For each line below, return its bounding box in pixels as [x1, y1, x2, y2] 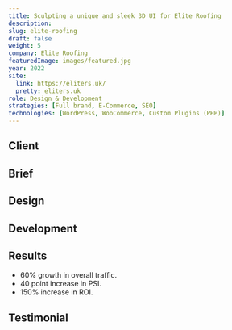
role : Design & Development [8, 94, 103, 102]
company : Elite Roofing [8, 49, 89, 57]
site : [8, 72, 27, 80]
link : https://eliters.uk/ [15, 79, 106, 87]
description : [8, 19, 52, 27]
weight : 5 [8, 42, 42, 50]
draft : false [8, 34, 52, 43]
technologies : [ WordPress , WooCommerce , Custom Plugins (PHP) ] [8, 110, 226, 118]
